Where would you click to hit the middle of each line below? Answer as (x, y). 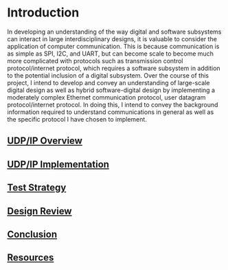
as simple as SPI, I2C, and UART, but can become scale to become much (111, 54)
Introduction (43, 13)
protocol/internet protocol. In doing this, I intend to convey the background (113, 104)
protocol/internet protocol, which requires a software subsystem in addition (114, 68)
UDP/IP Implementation (58, 164)
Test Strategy (37, 188)
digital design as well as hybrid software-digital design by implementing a (111, 90)
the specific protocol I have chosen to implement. (77, 119)
